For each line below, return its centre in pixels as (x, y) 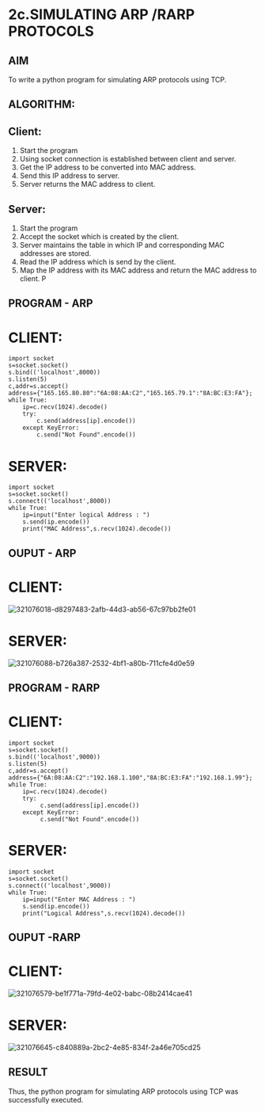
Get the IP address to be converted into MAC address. (108, 167)
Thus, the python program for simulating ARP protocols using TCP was (123, 1091)
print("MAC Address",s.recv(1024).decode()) (97, 529)
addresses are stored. (55, 253)
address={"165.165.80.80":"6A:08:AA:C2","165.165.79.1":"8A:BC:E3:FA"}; (131, 394)
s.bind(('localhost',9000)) (55, 757)
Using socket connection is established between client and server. (128, 159)
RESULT (28, 1072)
